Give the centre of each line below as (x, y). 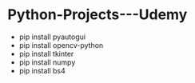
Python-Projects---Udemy (97, 15)
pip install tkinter (46, 53)
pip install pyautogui (52, 37)
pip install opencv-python (61, 45)
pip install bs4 (42, 70)
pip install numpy (47, 62)
